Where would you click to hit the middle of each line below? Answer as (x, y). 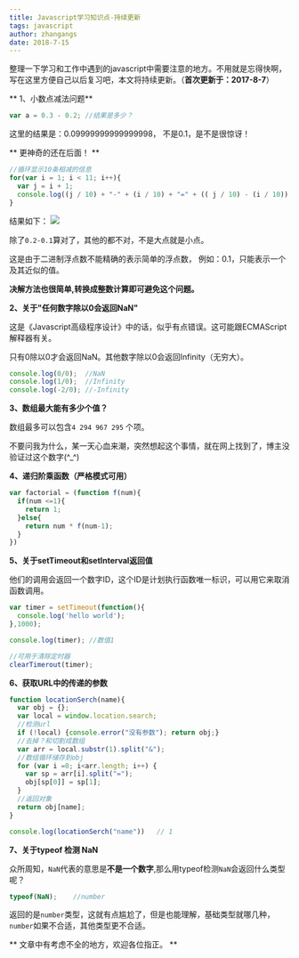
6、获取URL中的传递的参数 (59, 683)
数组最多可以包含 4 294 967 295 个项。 (79, 427)
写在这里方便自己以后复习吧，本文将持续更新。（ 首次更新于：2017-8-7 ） (141, 80)
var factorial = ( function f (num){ (75, 493)
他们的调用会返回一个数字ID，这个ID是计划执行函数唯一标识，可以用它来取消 (149, 580)
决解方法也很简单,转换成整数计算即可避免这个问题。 (104, 288)
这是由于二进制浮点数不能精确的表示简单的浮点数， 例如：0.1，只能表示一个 (148, 258)
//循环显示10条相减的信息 (50, 170)
